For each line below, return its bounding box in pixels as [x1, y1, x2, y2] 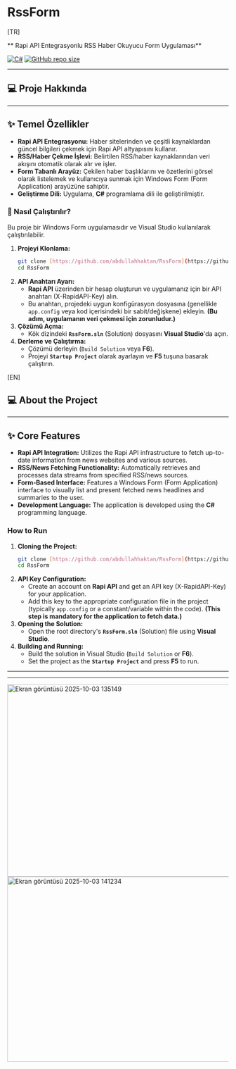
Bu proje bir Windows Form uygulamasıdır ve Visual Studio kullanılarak [7, 223, 211, 231]
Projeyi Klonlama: [17, 244, 70, 252]
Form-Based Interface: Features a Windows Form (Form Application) [17, 478, 218, 487]
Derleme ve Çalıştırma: [17, 337, 86, 345]
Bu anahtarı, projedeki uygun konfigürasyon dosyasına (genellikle [27, 299, 218, 308]
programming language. [17, 508, 88, 517]
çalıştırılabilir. [7, 230, 46, 239]
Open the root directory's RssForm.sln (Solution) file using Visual [27, 627, 216, 636]
